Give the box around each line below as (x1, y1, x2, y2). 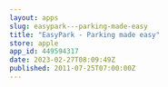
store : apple (9, 38, 59, 48)
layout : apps (9, 13, 59, 23)
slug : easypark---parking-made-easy (9, 22, 148, 31)
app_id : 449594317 (9, 47, 79, 56)
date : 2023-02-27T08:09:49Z (9, 55, 116, 64)
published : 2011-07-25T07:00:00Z (9, 64, 136, 73)
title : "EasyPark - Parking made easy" (9, 30, 161, 39)
